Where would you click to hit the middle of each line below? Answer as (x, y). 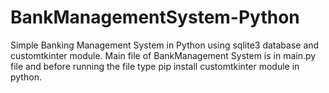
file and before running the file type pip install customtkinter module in (155, 66)
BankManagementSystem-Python (155, 17)
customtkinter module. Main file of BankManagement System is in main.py (163, 55)
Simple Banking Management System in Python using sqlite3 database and (165, 45)
